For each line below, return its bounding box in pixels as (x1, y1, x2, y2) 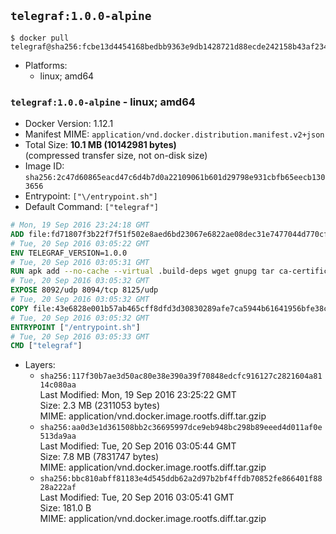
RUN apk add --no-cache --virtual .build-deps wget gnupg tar (10, 266, 275, 277)
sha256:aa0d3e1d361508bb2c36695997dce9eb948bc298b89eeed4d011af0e (39, 423, 323, 433)
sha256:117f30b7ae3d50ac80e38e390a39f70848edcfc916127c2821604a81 (39, 371, 323, 382)
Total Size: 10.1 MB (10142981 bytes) (24, 139, 177, 151)
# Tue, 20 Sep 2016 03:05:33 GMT (10, 331, 150, 342)
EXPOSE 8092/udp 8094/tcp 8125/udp (10, 285, 159, 295)
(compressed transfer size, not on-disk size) (24, 150, 208, 162)
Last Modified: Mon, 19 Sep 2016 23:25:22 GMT (39, 389, 237, 401)
